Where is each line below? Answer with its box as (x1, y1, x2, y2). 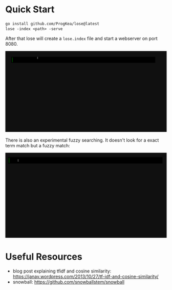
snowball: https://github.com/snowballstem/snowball (12, 279, 124, 285)
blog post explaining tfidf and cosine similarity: (12, 268, 112, 274)
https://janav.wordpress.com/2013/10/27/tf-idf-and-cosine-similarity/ (12, 273, 159, 279)
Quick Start (5, 4, 55, 15)
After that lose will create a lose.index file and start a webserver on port (5, 35, 158, 42)
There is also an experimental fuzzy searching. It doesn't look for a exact (5, 137, 159, 143)
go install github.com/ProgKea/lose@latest (5, 21, 100, 26)
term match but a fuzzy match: (5, 142, 70, 148)
